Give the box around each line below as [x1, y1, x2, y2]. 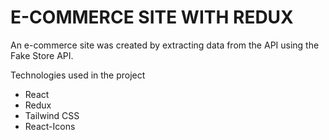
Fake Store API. [10, 49, 74, 61]
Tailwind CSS [24, 109, 80, 121]
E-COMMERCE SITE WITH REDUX [10, 6, 294, 29]
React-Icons [24, 120, 76, 132]
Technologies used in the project [10, 69, 146, 81]
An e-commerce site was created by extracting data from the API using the [10, 39, 320, 51]
